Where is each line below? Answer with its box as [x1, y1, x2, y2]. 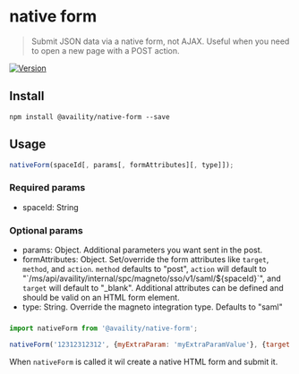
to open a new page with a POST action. [30, 45, 181, 55]
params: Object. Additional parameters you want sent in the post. [21, 244, 263, 256]
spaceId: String [21, 201, 79, 212]
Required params [9, 182, 86, 194]
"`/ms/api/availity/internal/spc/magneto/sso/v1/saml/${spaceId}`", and [21, 273, 281, 284]
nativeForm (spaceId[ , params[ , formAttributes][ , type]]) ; [9, 160, 235, 169]
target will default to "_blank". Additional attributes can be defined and [21, 283, 284, 293]
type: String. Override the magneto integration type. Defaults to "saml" [21, 302, 284, 312]
